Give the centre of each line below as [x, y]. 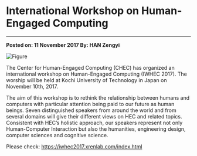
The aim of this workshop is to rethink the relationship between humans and [98, 97]
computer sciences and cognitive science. [57, 135]
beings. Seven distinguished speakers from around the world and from [91, 110]
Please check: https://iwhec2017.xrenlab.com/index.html [74, 146]
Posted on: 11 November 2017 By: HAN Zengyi [63, 45]
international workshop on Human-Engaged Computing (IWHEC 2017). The [97, 74]
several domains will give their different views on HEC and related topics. [94, 116]
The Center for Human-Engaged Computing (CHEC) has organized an [90, 67]
